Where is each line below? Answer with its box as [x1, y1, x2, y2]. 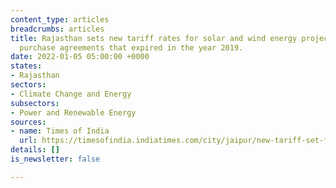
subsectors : [10, 98, 60, 108]
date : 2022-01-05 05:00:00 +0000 [10, 52, 150, 62]
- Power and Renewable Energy [10, 107, 137, 118]
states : [10, 61, 43, 71]
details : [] [10, 145, 60, 155]
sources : [10, 117, 47, 127]
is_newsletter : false [10, 154, 101, 164]
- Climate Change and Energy [10, 89, 132, 99]
